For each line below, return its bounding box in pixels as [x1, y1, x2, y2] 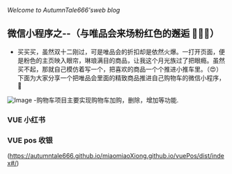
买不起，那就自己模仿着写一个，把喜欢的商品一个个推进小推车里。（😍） [17, 65, 223, 73]
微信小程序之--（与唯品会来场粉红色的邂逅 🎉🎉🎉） [7, 28, 219, 40]
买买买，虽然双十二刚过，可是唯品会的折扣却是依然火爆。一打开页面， [17, 47, 219, 56]
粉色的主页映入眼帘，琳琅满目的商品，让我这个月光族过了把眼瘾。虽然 [23, 56, 225, 65]
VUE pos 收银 [7, 135, 54, 145]
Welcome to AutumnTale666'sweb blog [7, 6, 121, 14]
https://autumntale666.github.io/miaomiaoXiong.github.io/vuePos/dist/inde [9, 152, 224, 160]
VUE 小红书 [7, 115, 46, 125]
